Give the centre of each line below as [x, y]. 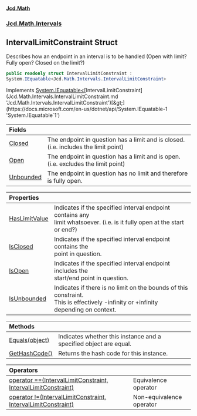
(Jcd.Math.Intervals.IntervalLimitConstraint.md [62, 96]
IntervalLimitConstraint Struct [62, 42]
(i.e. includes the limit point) [86, 147]
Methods [22, 327]
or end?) [66, 230]
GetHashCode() [31, 354]
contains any [72, 215]
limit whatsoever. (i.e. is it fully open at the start [119, 222]
